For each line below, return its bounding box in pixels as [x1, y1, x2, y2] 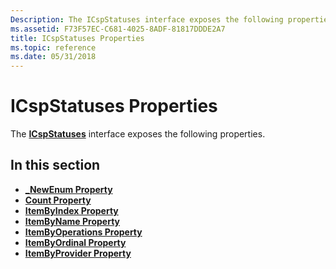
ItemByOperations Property [24, 226, 143, 238]
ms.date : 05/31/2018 [10, 52, 97, 62]
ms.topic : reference [10, 42, 97, 53]
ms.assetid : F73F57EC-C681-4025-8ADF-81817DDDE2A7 [10, 24, 226, 34]
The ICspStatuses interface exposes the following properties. [10, 128, 266, 140]
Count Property [24, 194, 92, 206]
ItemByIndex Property [24, 204, 119, 216]
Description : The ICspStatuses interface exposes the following [10, 14, 284, 25]
